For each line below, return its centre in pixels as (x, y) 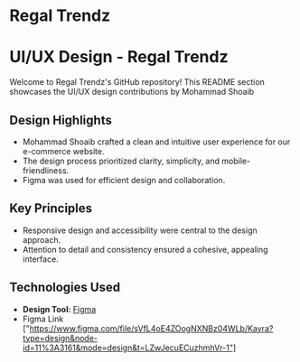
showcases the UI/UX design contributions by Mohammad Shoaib (132, 92)
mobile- (236, 161)
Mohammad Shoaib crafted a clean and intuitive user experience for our (156, 142)
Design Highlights (61, 120)
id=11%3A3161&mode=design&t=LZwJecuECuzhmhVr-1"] (129, 348)
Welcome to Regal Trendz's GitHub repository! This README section (137, 82)
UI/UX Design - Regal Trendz (119, 57)
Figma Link (43, 319)
